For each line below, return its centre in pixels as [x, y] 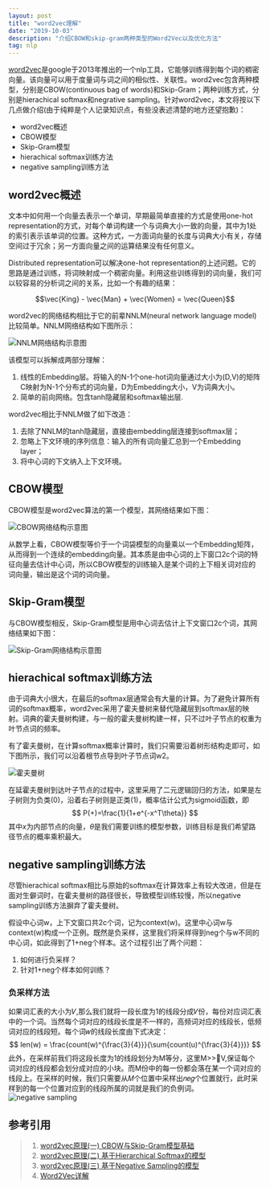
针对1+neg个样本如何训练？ [65, 970]
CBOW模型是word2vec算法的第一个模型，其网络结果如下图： [110, 510]
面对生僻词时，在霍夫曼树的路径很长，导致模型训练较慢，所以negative [125, 895]
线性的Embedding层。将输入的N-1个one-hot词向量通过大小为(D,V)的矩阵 [140, 377]
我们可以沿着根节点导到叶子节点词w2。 [108, 756]
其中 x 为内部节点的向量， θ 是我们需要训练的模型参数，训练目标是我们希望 [129, 827]
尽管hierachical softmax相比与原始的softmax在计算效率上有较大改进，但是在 [135, 886]
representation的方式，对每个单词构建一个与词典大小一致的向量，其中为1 [129, 225]
